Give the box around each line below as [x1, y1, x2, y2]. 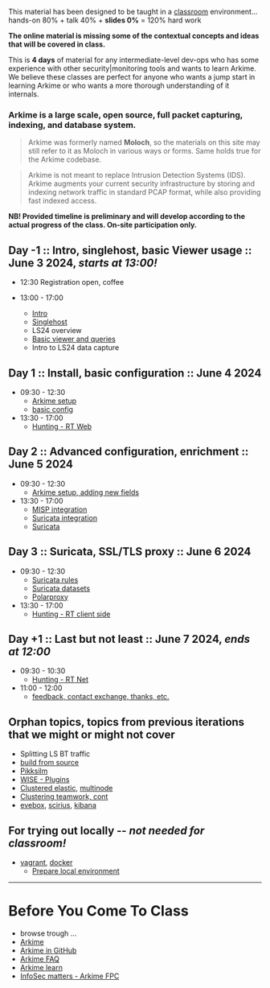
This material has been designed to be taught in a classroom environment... [8, 7, 259, 16]
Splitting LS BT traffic [19, 749, 91, 759]
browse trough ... [19, 928, 77, 938]
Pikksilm [19, 766, 48, 776]
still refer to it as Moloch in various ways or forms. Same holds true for [27, 146, 261, 156]
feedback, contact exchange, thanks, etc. [31, 692, 170, 702]
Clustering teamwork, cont [19, 792, 108, 801]
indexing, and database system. [8, 119, 137, 130]
